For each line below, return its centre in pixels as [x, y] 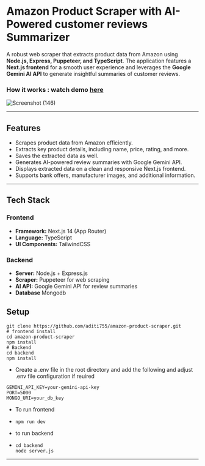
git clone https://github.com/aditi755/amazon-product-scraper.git [94, 326]
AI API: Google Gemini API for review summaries [76, 287]
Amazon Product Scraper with [84, 11]
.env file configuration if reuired [55, 376]
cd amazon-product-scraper [41, 337]
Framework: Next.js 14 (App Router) [61, 231]
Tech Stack [28, 200]
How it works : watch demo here [55, 89]
